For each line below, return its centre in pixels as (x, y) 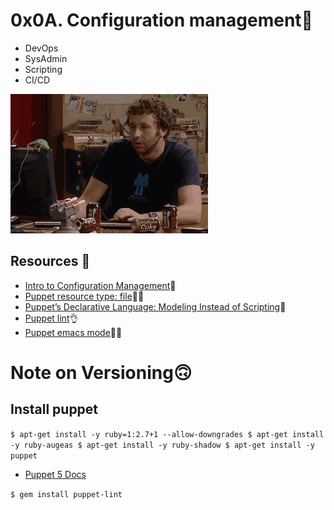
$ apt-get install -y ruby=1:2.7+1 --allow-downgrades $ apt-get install (167, 434)
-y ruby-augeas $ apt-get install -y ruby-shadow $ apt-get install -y (162, 445)
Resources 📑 (50, 261)
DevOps (41, 48)
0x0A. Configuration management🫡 (161, 20)
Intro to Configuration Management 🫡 (100, 285)
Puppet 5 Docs (55, 474)
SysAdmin (46, 58)
